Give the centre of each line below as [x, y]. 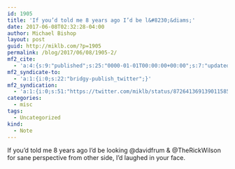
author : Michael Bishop [42, 33]
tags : [15, 111]
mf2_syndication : [33, 85]
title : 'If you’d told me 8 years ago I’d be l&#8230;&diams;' [101, 20]
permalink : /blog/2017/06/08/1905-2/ [62, 53]
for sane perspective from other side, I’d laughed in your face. [96, 158]
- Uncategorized [37, 117]
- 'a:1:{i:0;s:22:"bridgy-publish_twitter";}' [83, 79]
